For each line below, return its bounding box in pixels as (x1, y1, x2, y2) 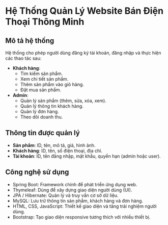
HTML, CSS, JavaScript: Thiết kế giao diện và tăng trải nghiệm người (12, 203, 157, 209)
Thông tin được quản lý (5, 129, 80, 137)
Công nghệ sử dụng (5, 168, 69, 177)
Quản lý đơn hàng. (20, 109, 60, 114)
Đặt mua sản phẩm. (20, 87, 62, 93)
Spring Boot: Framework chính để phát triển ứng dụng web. (12, 181, 137, 187)
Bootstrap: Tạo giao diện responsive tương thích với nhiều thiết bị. (12, 214, 151, 220)
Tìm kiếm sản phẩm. (20, 70, 63, 77)
